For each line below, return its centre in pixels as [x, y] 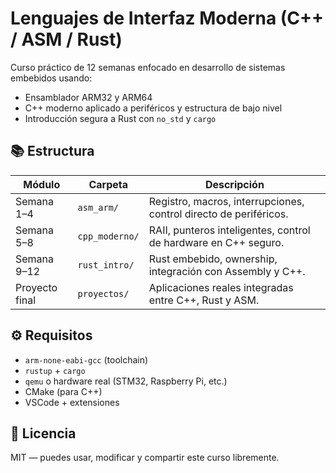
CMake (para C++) [63, 391]
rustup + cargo [55, 370]
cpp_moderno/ [108, 236]
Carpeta [108, 184]
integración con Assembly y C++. [227, 271]
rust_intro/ [106, 265]
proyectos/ [103, 293]
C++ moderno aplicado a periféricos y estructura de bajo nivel [153, 108]
